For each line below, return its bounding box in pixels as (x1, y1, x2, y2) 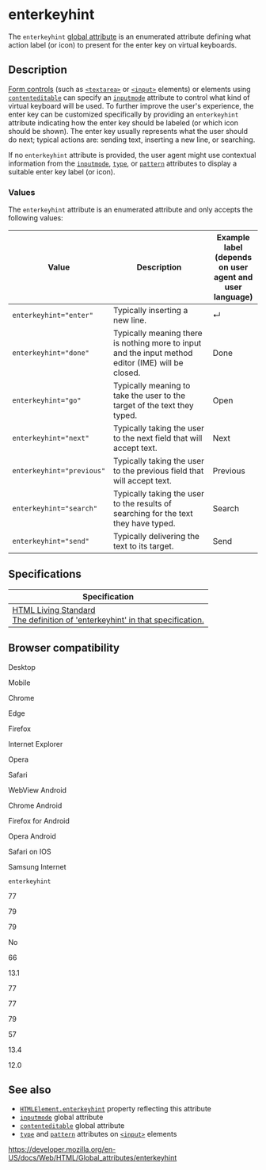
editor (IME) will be (113, 357, 184, 369)
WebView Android (8, 785, 67, 794)
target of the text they (113, 400, 194, 411)
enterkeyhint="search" (12, 504, 97, 513)
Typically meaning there (113, 327, 203, 338)
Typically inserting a (113, 305, 188, 316)
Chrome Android (8, 801, 63, 810)
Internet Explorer (8, 739, 63, 748)
